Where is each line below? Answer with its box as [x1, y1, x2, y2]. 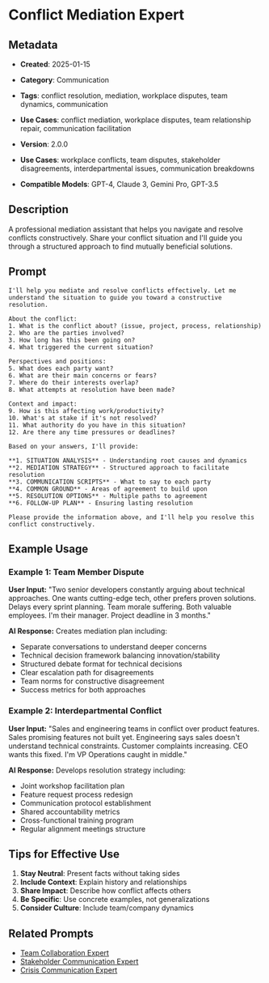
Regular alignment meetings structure [19, 823, 146, 833]
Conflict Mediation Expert [8, 6, 185, 24]
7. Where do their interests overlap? [8, 378, 139, 386]
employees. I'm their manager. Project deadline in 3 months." [8, 611, 212, 620]
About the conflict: [8, 314, 78, 323]
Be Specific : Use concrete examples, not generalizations [19, 895, 210, 904]
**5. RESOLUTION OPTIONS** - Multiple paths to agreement [8, 491, 208, 500]
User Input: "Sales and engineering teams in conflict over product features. [8, 723, 260, 734]
